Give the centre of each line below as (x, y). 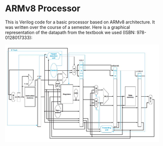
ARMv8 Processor (43, 9)
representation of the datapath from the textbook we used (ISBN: (70, 32)
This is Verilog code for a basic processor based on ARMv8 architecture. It (80, 22)
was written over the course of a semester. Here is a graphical (68, 27)
